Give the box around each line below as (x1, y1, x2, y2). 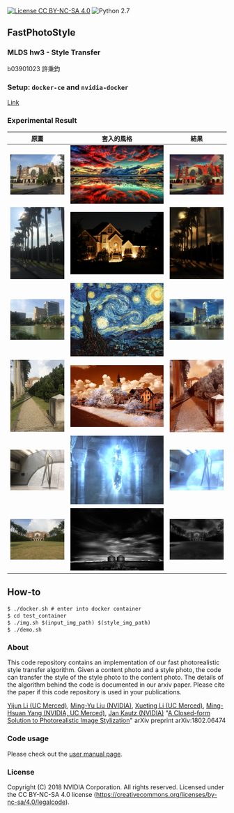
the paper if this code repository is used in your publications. (7, 688, 182, 696)
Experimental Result (7, 115, 77, 125)
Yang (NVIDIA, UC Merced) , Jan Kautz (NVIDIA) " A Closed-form (27, 709, 211, 717)
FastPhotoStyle (7, 27, 76, 38)
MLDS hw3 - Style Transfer (7, 47, 101, 57)
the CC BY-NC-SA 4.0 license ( (7, 790, 96, 798)
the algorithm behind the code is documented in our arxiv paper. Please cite (7, 680, 225, 689)
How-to (7, 586, 41, 598)
